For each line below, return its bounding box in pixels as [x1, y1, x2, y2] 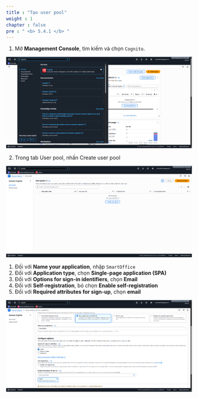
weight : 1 [6, 15, 33, 22]
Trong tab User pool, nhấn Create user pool [14, 154, 121, 162]
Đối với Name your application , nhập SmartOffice [14, 263, 136, 271]
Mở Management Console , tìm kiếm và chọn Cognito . [14, 45, 146, 52]
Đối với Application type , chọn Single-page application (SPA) [14, 269, 167, 277]
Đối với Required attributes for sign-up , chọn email [14, 288, 141, 295]
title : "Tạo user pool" [6, 9, 67, 15]
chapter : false [6, 22, 46, 28]
